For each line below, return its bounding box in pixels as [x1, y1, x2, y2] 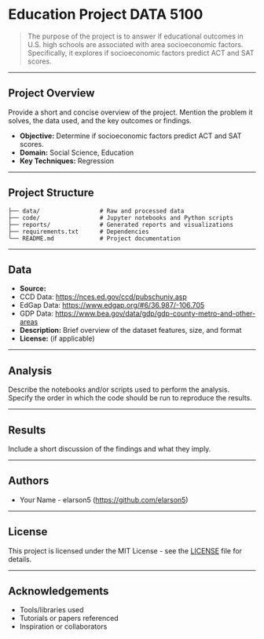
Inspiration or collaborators [19, 622, 108, 631]
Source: [19, 284, 46, 294]
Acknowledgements [8, 585, 109, 598]
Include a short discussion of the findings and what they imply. [8, 444, 211, 453]
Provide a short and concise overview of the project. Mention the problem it [8, 108, 253, 117]
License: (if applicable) [19, 334, 96, 343]
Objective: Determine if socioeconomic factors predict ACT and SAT [19, 131, 242, 141]
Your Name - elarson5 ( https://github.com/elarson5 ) [19, 495, 189, 504]
